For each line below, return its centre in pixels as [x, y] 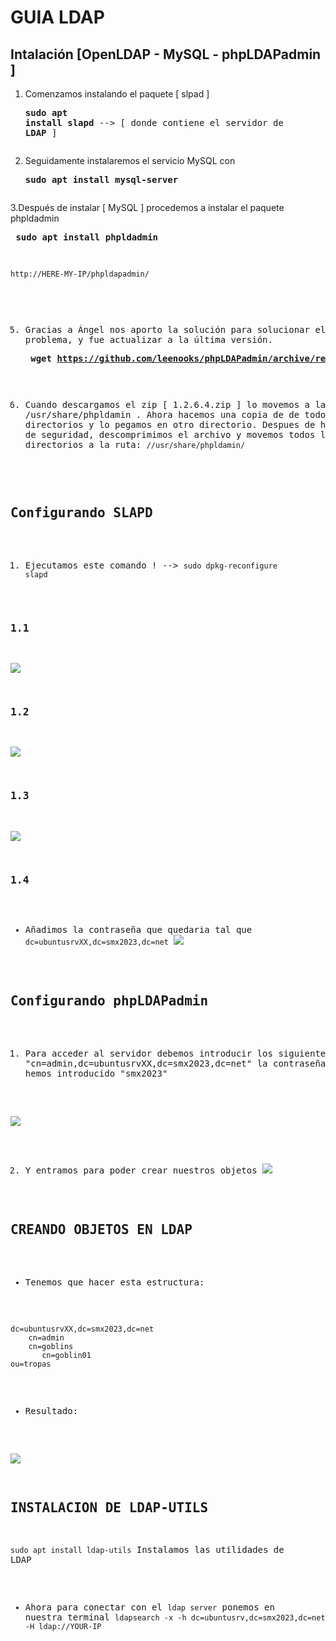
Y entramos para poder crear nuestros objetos [141, 1170]
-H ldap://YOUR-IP [63, 1627]
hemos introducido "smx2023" [96, 1073]
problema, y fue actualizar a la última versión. [148, 339]
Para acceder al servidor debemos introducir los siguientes [178, 1053]
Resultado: [51, 1410]
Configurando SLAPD [81, 513]
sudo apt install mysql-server [101, 179]
